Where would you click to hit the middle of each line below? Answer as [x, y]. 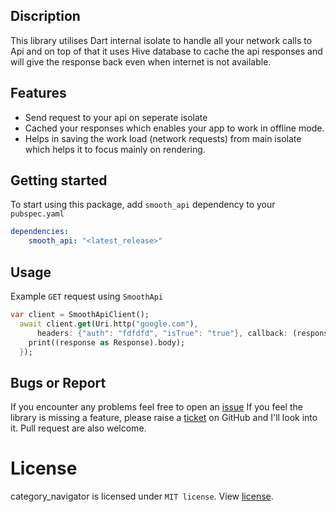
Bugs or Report [58, 382]
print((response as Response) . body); [107, 342]
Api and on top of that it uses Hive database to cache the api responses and [166, 51]
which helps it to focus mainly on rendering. [115, 149]
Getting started [59, 180]
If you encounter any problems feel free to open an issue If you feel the [156, 407]
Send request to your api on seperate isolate [116, 117]
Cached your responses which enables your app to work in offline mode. [174, 128]
